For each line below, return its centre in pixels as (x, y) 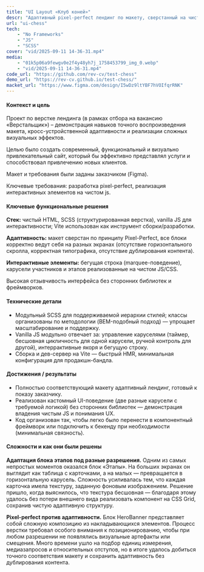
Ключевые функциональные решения (57, 206)
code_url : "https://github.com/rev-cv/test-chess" (72, 74)
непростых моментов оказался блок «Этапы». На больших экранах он (98, 467)
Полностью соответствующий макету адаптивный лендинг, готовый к (106, 387)
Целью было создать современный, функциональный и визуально (93, 150)
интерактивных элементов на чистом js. (59, 193)
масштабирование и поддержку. (57, 328)
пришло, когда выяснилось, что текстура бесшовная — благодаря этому (101, 492)
